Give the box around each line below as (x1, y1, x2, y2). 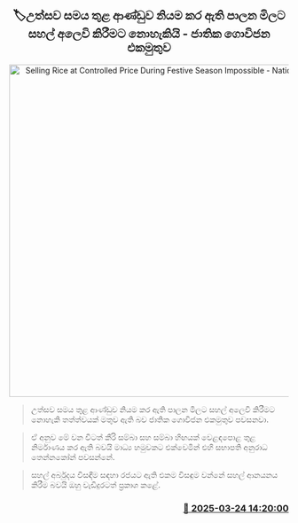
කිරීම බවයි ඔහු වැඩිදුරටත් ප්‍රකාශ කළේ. (30, 479, 161, 490)
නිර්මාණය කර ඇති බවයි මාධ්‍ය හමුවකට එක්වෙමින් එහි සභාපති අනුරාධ (30, 441, 268, 452)
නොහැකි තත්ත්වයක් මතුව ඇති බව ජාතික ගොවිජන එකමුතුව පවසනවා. (30, 414, 269, 425)
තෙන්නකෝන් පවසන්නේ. (30, 451, 115, 462)
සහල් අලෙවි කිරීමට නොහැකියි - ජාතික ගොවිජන (27, 27, 271, 42)
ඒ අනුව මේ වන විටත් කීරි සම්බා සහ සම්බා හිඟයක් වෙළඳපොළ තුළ (30, 432, 256, 442)
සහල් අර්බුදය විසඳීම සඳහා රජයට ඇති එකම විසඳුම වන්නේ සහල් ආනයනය (30, 469, 278, 480)
